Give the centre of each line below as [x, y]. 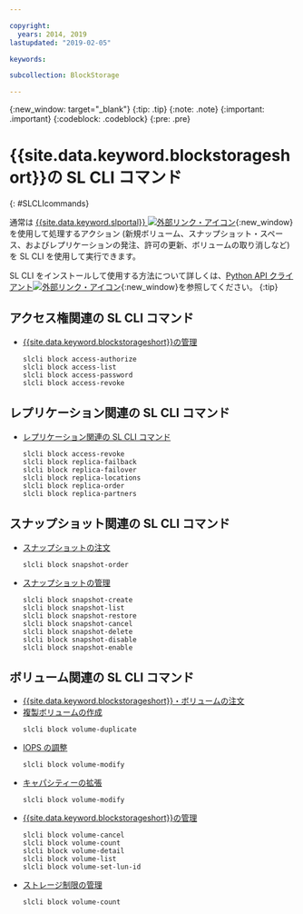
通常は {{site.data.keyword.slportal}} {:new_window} [151, 223]
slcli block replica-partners [80, 493]
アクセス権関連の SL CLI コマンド [102, 318]
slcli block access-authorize [80, 359]
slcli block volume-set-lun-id [82, 867]
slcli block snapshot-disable [80, 640]
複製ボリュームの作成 [62, 712]
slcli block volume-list [69, 859]
